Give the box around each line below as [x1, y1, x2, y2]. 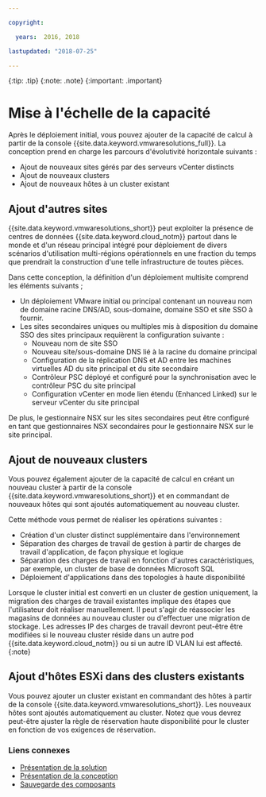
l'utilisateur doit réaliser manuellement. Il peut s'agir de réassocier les [8, 605, 236, 614]
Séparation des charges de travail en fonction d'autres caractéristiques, [19, 555, 255, 565]
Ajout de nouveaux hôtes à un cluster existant [19, 180, 170, 189]
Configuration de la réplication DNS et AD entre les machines [31, 355, 232, 366]
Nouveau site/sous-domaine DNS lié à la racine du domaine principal [31, 347, 257, 357]
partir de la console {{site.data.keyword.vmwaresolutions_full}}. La [8, 138, 226, 148]
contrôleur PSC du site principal [31, 381, 137, 390]
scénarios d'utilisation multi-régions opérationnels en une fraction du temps [8, 249, 256, 258]
